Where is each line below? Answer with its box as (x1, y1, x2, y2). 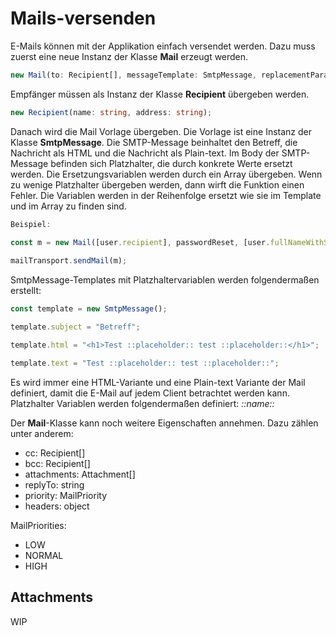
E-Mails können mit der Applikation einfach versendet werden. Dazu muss (10, 40, 316, 52)
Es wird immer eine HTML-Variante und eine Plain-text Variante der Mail (10, 376, 306, 388)
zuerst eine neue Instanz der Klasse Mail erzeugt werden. (10, 50, 249, 62)
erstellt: (10, 285, 42, 297)
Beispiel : (10, 219, 52, 229)
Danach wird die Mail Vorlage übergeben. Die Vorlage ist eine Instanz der (10, 125, 313, 137)
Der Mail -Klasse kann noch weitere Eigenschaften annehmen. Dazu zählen (10, 417, 319, 429)
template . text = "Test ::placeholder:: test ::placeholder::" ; (10, 358, 280, 368)
